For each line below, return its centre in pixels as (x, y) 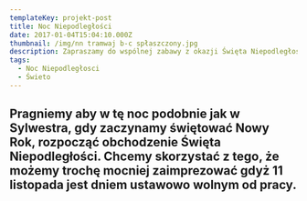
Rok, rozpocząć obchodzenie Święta (115, 142)
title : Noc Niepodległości (61, 26)
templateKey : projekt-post (61, 18)
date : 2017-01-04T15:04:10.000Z (71, 35)
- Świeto (34, 77)
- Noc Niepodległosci (59, 69)
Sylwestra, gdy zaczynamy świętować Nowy (139, 128)
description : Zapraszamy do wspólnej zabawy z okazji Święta (128, 52)
